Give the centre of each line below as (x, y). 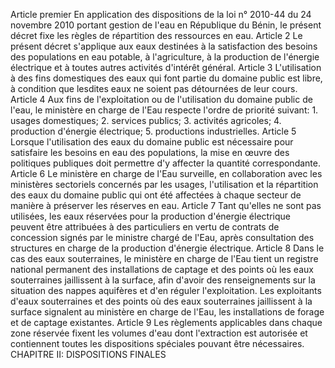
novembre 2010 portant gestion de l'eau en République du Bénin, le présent (166, 25)
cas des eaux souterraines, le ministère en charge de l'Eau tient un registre (164, 258)
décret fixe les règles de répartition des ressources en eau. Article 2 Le (156, 35)
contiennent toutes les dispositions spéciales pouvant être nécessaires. (157, 343)
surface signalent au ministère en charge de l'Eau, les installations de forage (167, 312)
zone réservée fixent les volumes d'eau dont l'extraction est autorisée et (159, 333)
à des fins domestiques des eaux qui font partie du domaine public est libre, (166, 78)
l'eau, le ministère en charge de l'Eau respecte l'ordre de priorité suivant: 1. (164, 110)
